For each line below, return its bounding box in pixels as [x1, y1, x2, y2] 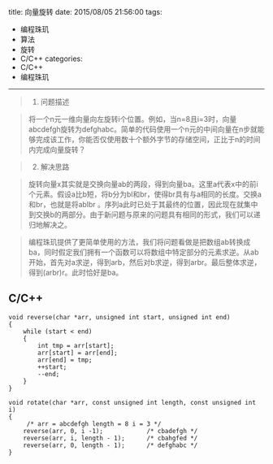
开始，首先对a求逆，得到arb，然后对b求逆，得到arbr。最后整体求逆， [28, 258, 262, 267]
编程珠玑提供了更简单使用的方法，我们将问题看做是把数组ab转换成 [28, 237, 251, 246]
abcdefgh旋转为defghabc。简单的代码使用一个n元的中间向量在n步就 [28, 124, 258, 134]
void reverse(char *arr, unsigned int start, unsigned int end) [8, 313, 231, 321]
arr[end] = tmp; [37, 356, 93, 364]
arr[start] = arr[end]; [37, 349, 118, 357]
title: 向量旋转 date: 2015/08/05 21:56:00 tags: [8, 7, 162, 16]
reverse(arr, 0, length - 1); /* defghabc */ [23, 441, 198, 449]
